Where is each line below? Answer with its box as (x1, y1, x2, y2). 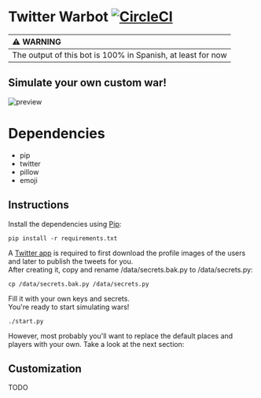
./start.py (8, 317, 44, 325)
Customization (8, 362, 83, 375)
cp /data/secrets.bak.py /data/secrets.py (8, 279, 149, 288)
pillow (19, 167, 39, 177)
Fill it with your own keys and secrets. (8, 294, 130, 303)
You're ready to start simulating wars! (8, 302, 130, 312)
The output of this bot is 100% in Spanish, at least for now (12, 49, 227, 60)
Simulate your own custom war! (8, 76, 167, 89)
